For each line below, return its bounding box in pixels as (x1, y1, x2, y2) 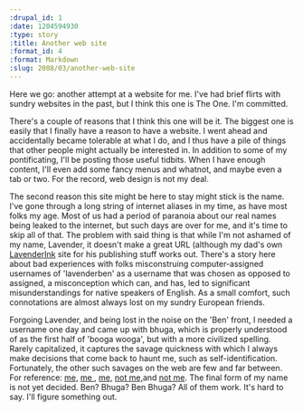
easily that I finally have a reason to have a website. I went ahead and (9, 125, 268, 136)
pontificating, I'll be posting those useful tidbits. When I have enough (9, 154, 266, 165)
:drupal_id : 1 (9, 13, 63, 23)
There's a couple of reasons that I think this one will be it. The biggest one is (9, 115, 294, 127)
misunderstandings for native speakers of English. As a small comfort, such (9, 287, 291, 298)
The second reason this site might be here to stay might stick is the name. (9, 191, 285, 202)
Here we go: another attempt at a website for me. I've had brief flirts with (9, 88, 281, 100)
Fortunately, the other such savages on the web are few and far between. (9, 362, 283, 373)
